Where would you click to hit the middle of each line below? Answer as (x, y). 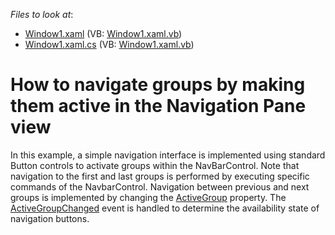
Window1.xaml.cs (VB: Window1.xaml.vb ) (109, 44)
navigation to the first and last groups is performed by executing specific (160, 176)
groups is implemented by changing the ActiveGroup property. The (148, 197)
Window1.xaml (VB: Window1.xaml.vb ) (103, 33)
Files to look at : (42, 14)
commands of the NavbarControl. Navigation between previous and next (160, 186)
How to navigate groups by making (158, 85)
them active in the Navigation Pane (158, 106)
